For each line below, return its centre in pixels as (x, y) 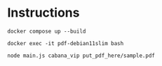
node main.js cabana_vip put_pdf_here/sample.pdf (81, 56)
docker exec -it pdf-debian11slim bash (66, 43)
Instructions (43, 13)
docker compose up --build (47, 31)
